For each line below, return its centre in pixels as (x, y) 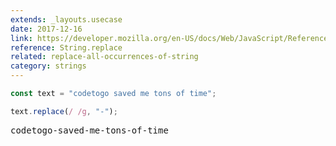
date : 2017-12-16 (46, 29)
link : (21, 38)
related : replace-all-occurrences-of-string (104, 57)
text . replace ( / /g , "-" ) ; (64, 111)
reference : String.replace (66, 47)
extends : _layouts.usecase (66, 19)
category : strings (48, 66)
